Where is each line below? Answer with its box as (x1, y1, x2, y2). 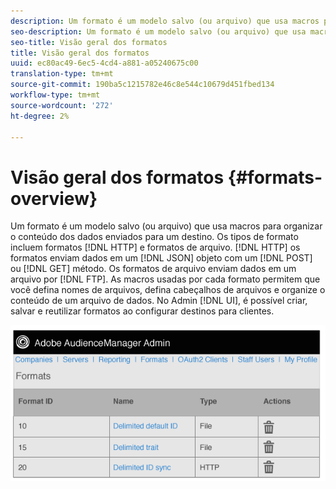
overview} (10, 187, 98, 210)
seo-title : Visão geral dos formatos (10, 37, 168, 47)
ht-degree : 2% (10, 111, 70, 121)
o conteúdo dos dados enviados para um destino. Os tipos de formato (10, 231, 299, 243)
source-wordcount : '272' (10, 100, 114, 110)
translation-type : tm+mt (10, 69, 114, 79)
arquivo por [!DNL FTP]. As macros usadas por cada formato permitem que (10, 273, 321, 285)
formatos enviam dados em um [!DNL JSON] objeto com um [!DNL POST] (10, 252, 313, 264)
